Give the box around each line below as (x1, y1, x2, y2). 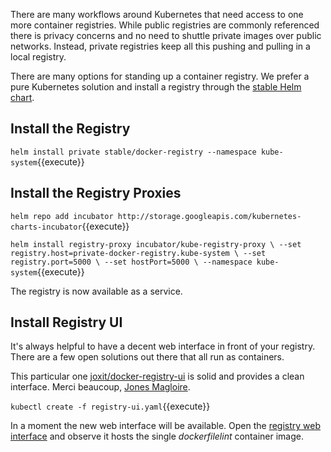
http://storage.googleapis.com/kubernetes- (117, 211, 302, 221)
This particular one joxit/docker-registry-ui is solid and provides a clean (10, 370, 305, 383)
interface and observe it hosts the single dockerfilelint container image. (10, 430, 304, 443)
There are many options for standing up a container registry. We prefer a (10, 70, 310, 82)
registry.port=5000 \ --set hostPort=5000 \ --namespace (10, 257, 253, 267)
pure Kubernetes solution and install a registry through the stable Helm (10, 81, 302, 93)
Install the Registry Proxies (10, 185, 182, 202)
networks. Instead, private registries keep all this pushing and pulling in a (10, 40, 311, 52)
